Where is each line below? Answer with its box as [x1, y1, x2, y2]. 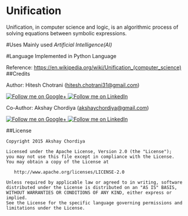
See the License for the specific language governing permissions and [6, 200, 183, 206]
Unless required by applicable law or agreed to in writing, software [6, 179, 183, 185]
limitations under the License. [6, 205, 85, 211]
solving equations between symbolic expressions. [6, 29, 127, 36]
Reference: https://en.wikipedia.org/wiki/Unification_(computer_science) [6, 63, 182, 71]
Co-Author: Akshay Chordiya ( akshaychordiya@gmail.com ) [6, 104, 149, 111]
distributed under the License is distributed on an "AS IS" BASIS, [6, 184, 177, 190]
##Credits [6, 70, 31, 77]
